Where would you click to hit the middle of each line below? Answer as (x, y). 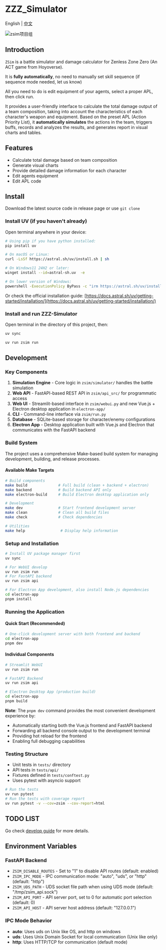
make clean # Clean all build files (57, 513)
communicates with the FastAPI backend (54, 430)
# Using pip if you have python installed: (51, 241)
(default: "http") (28, 882)
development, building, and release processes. (53, 459)
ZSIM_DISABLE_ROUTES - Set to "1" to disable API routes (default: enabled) (85, 871)
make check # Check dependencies (54, 517)
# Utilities (17, 526)
